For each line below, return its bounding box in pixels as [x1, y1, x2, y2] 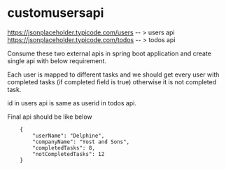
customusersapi [7, 5, 104, 21]
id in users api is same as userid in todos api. [7, 98, 136, 107]
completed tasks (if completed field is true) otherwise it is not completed [7, 77, 217, 86]
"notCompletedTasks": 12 [32, 150, 105, 157]
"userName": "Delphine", [32, 132, 105, 139]
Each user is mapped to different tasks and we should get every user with [7, 70, 220, 79]
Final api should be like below [7, 112, 92, 121]
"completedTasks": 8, [32, 144, 96, 152]
